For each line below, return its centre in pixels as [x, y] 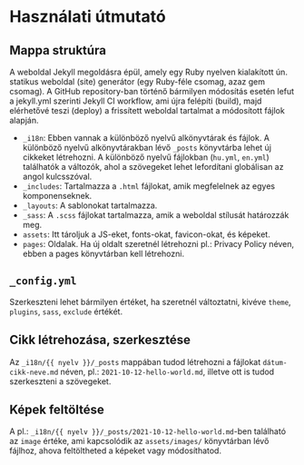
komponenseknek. [57, 196]
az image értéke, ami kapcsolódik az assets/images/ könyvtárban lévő [139, 441]
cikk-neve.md [34, 372]
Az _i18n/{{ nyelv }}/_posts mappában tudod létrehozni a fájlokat [135, 361]
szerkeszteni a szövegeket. [60, 381]
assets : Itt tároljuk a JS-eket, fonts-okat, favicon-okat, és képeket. [146, 234]
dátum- [275, 362]
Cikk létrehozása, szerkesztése [100, 340]
